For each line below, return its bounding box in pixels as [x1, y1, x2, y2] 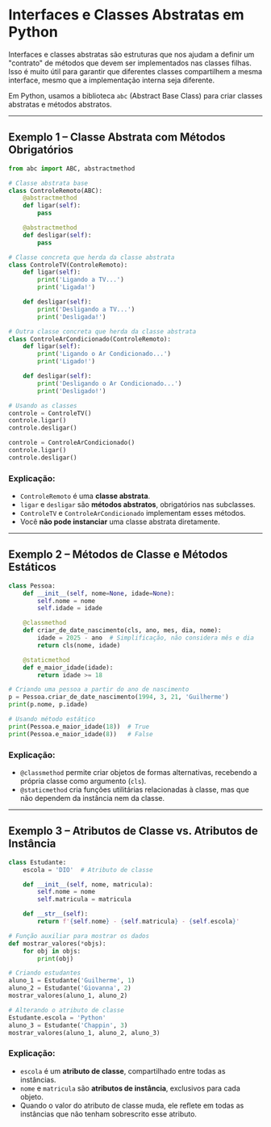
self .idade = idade [37, 604, 103, 613]
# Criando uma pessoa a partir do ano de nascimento [8, 685, 190, 693]
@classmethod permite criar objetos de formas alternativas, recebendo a [19, 768, 258, 777]
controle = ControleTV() [8, 409, 92, 417]
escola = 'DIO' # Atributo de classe [23, 865, 153, 874]
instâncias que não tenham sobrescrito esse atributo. [19, 1108, 198, 1119]
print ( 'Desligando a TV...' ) [37, 305, 135, 313]
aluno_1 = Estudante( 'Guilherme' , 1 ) [8, 977, 135, 985]
